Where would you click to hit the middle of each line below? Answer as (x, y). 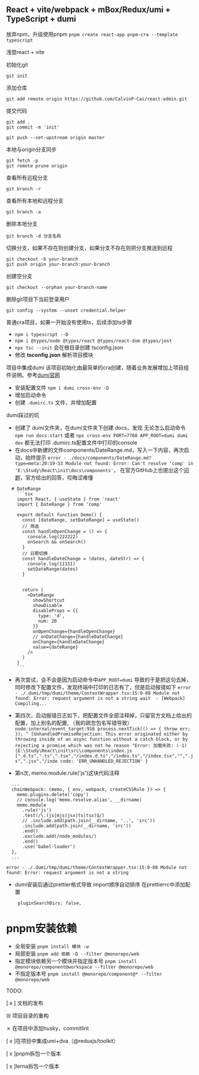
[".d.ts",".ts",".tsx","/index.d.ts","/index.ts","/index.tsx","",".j (104, 756)
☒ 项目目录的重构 (28, 1016)
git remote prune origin (37, 166)
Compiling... (31, 703)
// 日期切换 (35, 553)
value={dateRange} (55, 647)
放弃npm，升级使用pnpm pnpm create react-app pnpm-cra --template (92, 34)
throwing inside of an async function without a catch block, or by (101, 739)
